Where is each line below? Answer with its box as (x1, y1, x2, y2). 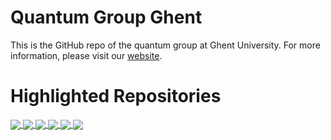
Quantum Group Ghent (10, 6, 203, 29)
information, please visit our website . (10, 49, 163, 61)
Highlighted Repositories (10, 85, 222, 108)
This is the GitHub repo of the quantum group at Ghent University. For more (10, 39, 321, 51)
